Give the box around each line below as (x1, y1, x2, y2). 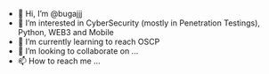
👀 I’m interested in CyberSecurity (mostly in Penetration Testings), (17, 18, 261, 28)
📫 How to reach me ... (17, 55, 101, 66)
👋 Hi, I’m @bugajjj (17, 9, 83, 18)
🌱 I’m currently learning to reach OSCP (17, 36, 160, 47)
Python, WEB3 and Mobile (17, 27, 114, 37)
